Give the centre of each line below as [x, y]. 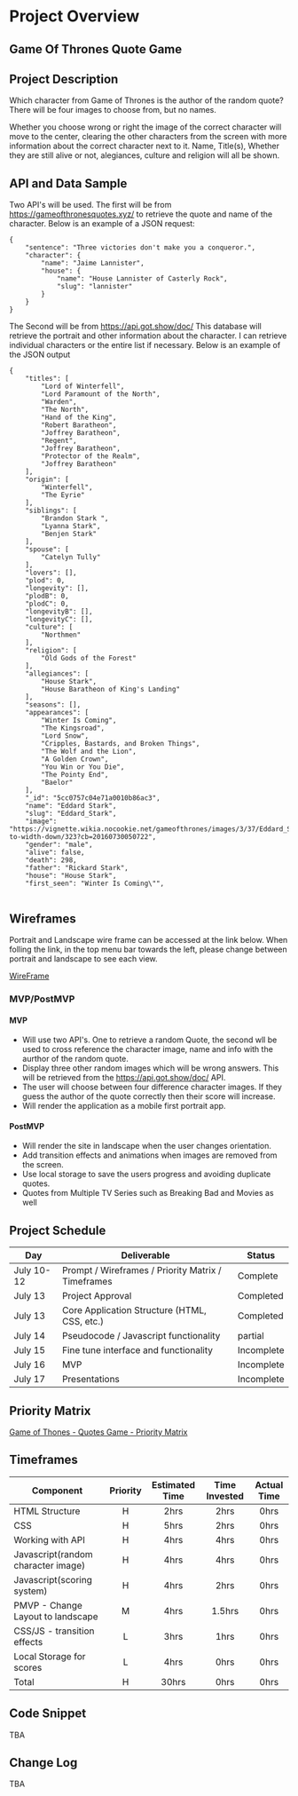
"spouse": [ [47, 550]
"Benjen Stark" [69, 534]
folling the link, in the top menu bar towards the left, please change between [149, 949]
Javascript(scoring [53, 1579]
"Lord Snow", [65, 736]
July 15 [30, 1350]
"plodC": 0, [47, 604]
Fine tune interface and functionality [137, 1350]
